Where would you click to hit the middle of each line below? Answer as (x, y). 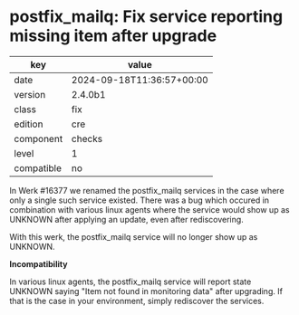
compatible (38, 167)
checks (87, 138)
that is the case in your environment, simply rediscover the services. (137, 301)
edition (29, 124)
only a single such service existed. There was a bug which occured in (140, 200)
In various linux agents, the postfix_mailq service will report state (130, 282)
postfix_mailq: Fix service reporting (146, 17)
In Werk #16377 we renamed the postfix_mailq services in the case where (147, 190)
